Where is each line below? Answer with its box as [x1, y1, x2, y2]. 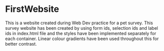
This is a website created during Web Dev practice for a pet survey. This [5, 20, 153, 26]
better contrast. [5, 41, 37, 47]
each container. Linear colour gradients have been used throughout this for [5, 36, 159, 42]
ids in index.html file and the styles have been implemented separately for [5, 30, 157, 36]
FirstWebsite [5, 3, 60, 15]
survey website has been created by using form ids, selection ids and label [5, 25, 158, 31]
